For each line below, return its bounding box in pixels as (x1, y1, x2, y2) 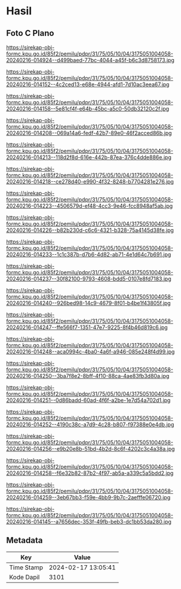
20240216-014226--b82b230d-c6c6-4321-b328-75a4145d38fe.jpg (6, 227, 174, 234)
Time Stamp (9, 563, 44, 572)
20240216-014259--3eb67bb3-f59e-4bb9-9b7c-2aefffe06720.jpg (6, 494, 171, 501)
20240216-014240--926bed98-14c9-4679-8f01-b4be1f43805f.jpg (6, 300, 171, 306)
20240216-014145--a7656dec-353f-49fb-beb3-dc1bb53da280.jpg (6, 518, 172, 525)
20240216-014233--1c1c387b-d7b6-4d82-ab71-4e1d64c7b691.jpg (6, 251, 171, 258)
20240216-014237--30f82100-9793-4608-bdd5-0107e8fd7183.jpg (6, 275, 171, 282)
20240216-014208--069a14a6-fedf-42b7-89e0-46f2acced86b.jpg (6, 130, 172, 136)
